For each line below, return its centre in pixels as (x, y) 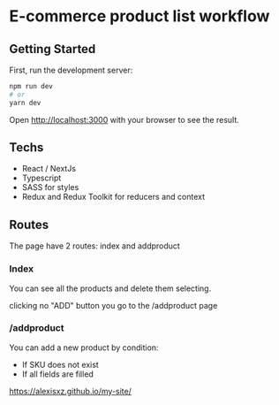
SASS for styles (50, 187)
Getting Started (53, 49)
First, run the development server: (71, 70)
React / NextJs (49, 169)
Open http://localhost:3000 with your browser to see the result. (124, 119)
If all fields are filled (58, 374)
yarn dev (25, 103)
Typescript (41, 178)
